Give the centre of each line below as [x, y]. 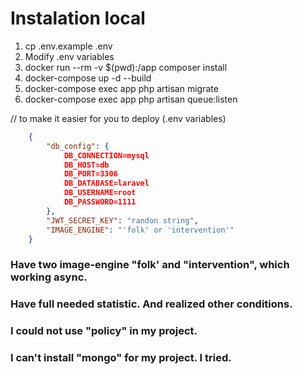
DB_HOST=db [86, 165]
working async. [49, 277]
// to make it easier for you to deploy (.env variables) [118, 118]
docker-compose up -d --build [88, 78]
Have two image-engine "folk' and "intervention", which [150, 265]
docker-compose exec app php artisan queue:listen [131, 99]
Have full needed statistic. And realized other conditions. [151, 304]
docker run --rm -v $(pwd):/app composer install [126, 67]
